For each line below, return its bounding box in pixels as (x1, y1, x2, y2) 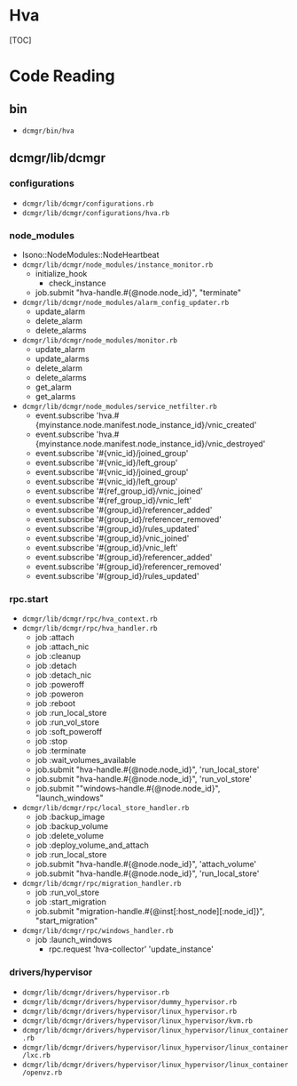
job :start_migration (35, 897, 106, 907)
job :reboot (35, 698, 76, 709)
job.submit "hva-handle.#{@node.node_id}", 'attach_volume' (35, 859, 257, 870)
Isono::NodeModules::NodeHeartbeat (21, 249, 160, 260)
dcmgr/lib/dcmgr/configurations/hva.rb (21, 208, 170, 218)
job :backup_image (35, 811, 106, 823)
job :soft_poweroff (35, 727, 103, 737)
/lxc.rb (21, 1050, 51, 1059)
